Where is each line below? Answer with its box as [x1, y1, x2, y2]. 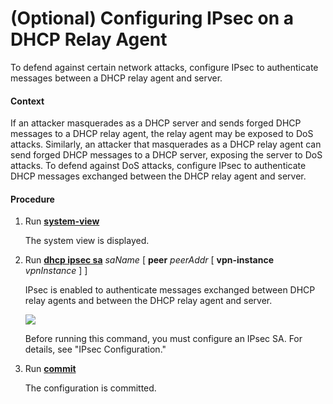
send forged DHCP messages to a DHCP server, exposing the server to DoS [10, 149, 323, 161]
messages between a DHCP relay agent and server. [10, 72, 223, 84]
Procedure [10, 193, 55, 205]
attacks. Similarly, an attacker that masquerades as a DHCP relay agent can [10, 138, 322, 151]
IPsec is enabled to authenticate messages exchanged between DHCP [24, 284, 316, 296]
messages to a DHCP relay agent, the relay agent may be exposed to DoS [10, 128, 314, 140]
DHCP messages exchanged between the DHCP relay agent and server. [10, 170, 307, 182]
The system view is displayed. [24, 235, 150, 247]
